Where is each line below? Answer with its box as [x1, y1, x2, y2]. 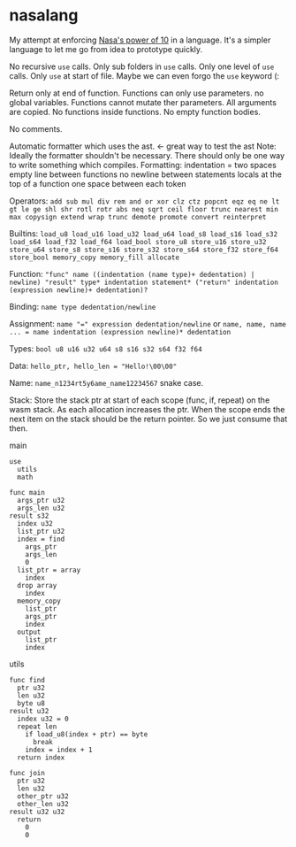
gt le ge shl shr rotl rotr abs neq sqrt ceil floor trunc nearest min [9, 204, 278, 213]
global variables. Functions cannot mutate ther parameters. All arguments [9, 96, 277, 107]
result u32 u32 [9, 807, 65, 816]
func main [9, 488, 46, 497]
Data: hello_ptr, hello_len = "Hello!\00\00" [9, 360, 178, 371]
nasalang [9, 5, 79, 26]
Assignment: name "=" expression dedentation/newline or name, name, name [9, 318, 287, 328]
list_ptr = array [17, 566, 81, 574]
